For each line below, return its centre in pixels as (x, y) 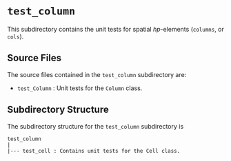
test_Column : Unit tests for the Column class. (80, 88)
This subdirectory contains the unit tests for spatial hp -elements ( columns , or (115, 29)
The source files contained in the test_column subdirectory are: (97, 74)
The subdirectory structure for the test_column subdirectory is (96, 126)
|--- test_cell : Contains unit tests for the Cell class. (94, 151)
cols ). (16, 36)
